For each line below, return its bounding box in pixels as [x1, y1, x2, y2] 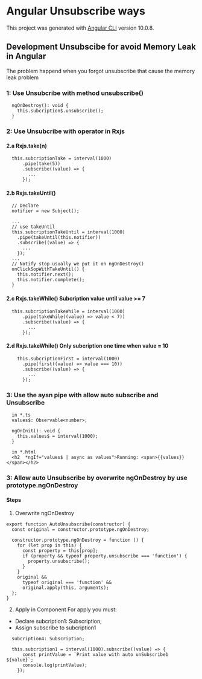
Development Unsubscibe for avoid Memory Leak [6, 42, 196, 52]
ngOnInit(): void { [11, 428, 61, 434]
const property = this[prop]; [22, 548, 98, 554]
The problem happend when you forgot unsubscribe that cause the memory [6, 67, 195, 74]
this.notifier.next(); [17, 271, 74, 278]
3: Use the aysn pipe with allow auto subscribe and [6, 391, 159, 399]
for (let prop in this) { [17, 542, 83, 548]
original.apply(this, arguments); [22, 585, 110, 591]
